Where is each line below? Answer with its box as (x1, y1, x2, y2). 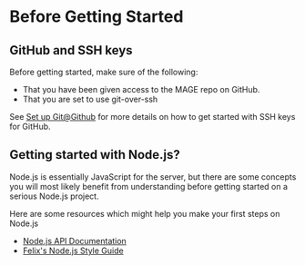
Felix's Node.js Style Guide (22, 245, 125, 256)
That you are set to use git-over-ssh (22, 93, 158, 104)
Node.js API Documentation (22, 235, 127, 246)
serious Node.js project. (9, 191, 99, 201)
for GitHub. (9, 121, 52, 132)
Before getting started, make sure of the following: (9, 66, 198, 77)
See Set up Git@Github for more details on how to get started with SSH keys (9, 112, 296, 122)
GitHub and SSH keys (9, 43, 134, 58)
